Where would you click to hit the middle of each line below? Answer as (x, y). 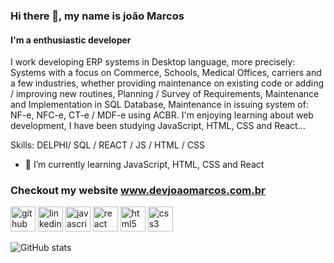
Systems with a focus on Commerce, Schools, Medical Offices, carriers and (166, 73)
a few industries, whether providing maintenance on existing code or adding (167, 83)
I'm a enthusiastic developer (71, 40)
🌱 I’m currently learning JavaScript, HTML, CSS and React (144, 165)
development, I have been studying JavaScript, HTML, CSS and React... (158, 126)
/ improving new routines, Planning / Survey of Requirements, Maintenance (165, 94)
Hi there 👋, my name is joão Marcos (97, 16)
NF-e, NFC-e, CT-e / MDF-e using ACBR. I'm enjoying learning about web (162, 115)
